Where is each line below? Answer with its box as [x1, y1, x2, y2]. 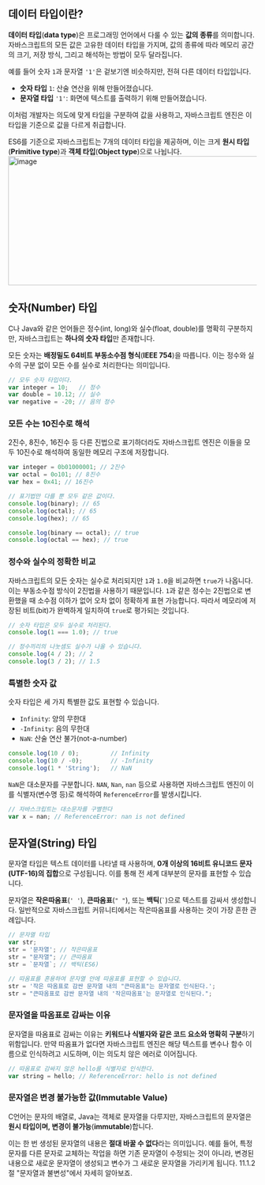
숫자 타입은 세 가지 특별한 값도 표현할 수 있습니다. [8, 697, 160, 706]
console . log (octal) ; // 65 [8, 507, 97, 515]
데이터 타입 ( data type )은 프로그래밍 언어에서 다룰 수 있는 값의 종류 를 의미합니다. [8, 30, 255, 40]
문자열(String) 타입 [8, 837, 97, 850]
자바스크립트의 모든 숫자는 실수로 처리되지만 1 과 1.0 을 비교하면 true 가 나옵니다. [8, 576, 254, 585]
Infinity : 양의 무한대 [19, 714, 87, 724]
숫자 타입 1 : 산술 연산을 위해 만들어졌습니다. [19, 83, 154, 93]
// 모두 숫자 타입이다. [8, 376, 73, 384]
